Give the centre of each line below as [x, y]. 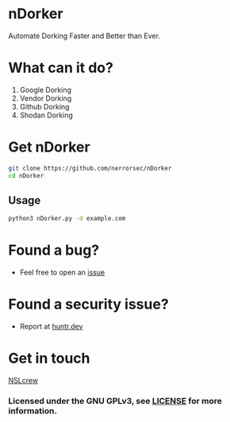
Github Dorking [44, 106]
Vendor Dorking [46, 98]
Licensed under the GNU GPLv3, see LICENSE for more [115, 401]
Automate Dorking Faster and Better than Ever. [84, 36]
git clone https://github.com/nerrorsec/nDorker [90, 168]
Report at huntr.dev [51, 327]
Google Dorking [46, 90]
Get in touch [49, 359]
